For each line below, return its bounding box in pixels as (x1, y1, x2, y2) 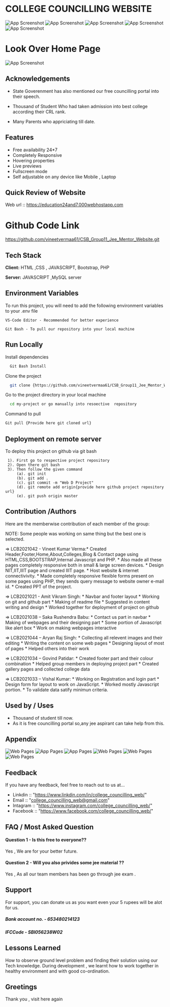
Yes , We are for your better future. (5, 848, 78, 854)
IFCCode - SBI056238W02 (5, 929, 63, 935)
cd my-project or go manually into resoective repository (10, 401, 137, 407)
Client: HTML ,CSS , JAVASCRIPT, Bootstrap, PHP (5, 264, 110, 271)
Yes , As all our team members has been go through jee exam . (5, 871, 136, 877)
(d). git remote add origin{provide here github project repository (16, 485, 164, 490)
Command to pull (5, 411, 41, 417)
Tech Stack (5, 251, 41, 259)
